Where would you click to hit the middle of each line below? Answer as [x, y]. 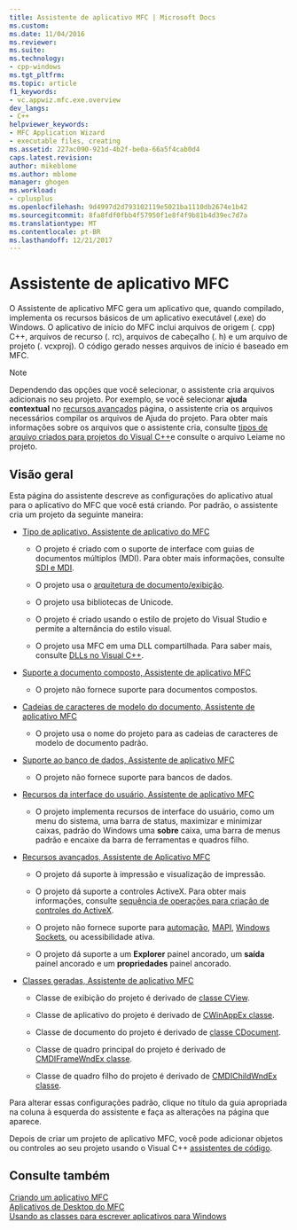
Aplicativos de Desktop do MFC [67, 1206]
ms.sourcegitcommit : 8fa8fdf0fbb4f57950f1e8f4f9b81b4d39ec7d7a [129, 215]
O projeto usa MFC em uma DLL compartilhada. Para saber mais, [154, 646]
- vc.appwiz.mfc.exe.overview [65, 100]
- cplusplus [31, 199]
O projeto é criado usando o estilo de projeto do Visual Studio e [151, 619]
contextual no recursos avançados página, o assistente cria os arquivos [141, 409]
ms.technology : [37, 59]
